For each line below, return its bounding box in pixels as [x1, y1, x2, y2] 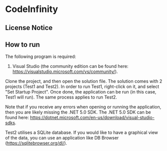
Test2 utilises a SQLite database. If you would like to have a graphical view [5, 129, 159, 135]
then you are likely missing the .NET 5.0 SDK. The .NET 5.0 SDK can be [5, 109, 151, 115]
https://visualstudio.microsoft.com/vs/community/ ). [12, 68, 118, 74]
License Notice [5, 23, 53, 32]
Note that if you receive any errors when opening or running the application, [5, 104, 162, 110]
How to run [5, 40, 40, 48]
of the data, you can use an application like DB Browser [5, 135, 119, 141]
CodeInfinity [5, 3, 58, 15]
